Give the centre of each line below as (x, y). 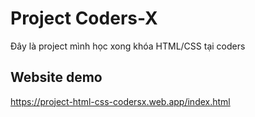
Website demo (56, 77)
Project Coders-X (84, 18)
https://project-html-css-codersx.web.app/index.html (120, 101)
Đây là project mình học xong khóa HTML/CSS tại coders (128, 46)
